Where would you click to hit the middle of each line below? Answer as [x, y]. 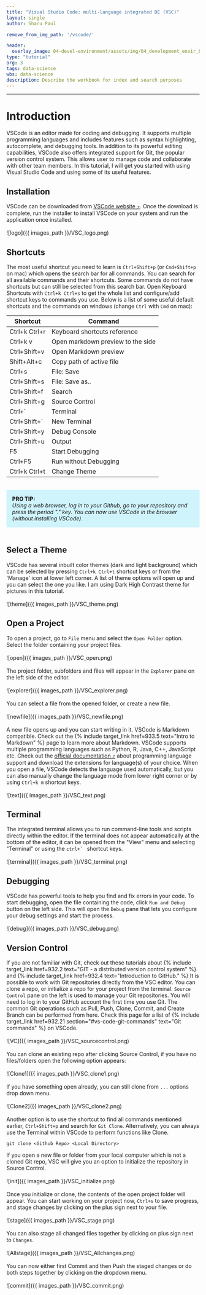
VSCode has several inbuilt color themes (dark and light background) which [102, 565]
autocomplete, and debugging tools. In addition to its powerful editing [94, 146]
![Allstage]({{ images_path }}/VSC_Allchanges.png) [71, 1253]
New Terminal [72, 421]
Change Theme [74, 471]
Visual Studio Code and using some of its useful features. [79, 172]
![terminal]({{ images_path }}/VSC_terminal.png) [67, 862]
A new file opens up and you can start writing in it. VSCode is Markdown [98, 729]
